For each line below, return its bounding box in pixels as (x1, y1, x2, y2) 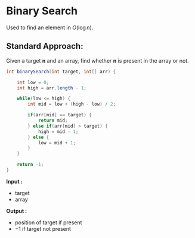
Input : (6, 178, 23, 185)
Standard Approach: (6, 41, 83, 51)
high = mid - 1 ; (38, 128, 79, 135)
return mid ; (38, 118, 68, 123)
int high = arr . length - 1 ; (17, 85, 86, 91)
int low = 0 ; (17, 79, 49, 85)
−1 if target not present (14, 225, 72, 232)
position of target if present (14, 219, 82, 226)
